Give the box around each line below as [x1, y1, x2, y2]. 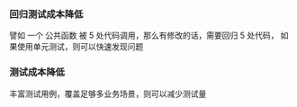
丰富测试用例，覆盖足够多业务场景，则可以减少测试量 [9, 88, 207, 99]
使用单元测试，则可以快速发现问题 [16, 41, 144, 52]
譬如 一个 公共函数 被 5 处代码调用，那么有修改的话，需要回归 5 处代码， [9, 30, 279, 41]
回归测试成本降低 [9, 7, 84, 20]
